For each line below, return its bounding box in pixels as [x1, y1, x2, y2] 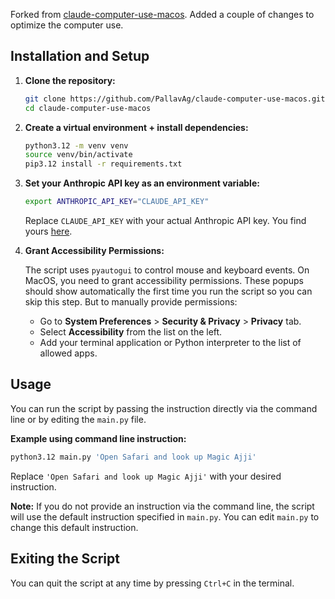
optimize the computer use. [10, 19, 124, 31]
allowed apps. [39, 347, 98, 359]
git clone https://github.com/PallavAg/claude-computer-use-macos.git [24, 94, 326, 104]
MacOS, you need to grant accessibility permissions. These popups [24, 275, 304, 287]
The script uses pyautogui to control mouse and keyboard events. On [24, 264, 310, 276]
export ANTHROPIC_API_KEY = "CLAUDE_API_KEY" [24, 197, 210, 207]
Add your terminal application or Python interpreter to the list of [39, 337, 302, 349]
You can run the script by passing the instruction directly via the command [10, 402, 318, 414]
